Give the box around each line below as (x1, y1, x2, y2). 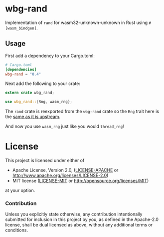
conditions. (5, 227, 28, 233)
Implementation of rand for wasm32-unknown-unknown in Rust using (5, 19, 148, 25)
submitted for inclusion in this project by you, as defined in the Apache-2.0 (5, 216, 159, 222)
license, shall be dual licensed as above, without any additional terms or (5, 222, 153, 228)
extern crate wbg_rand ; (5, 90, 55, 95)
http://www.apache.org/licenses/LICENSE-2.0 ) (12, 172, 109, 178)
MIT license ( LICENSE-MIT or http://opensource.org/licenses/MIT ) (12, 178, 149, 184)
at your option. (5, 187, 35, 193)
